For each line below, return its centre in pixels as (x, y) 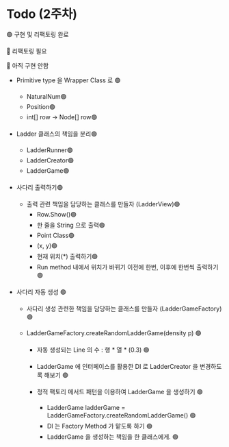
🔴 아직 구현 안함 (28, 65)
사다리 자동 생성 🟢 (41, 291)
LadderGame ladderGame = (86, 407)
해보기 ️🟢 (56, 375)
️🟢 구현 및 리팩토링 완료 (38, 34)
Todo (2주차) (42, 14)
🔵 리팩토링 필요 (27, 51)
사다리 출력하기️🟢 (39, 187)
